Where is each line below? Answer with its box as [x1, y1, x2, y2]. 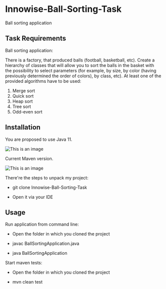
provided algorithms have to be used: [5, 78, 82, 84]
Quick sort [12, 93, 34, 99]
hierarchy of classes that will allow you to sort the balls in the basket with [5, 62, 155, 68]
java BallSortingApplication [12, 250, 68, 256]
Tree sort [12, 103, 31, 110]
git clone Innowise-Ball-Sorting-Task [12, 184, 88, 190]
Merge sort [12, 88, 36, 94]
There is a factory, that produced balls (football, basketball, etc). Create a [5, 57, 155, 63]
